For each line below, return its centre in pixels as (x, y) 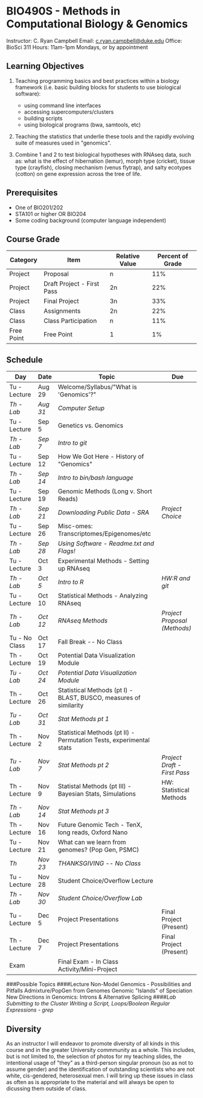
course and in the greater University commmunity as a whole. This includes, (101, 1050)
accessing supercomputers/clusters (69, 112)
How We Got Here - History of (101, 457)
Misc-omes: (75, 526)
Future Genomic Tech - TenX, (100, 825)
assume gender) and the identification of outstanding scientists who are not (101, 1069)
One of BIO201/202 (39, 208)
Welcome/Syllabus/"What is (97, 387)
